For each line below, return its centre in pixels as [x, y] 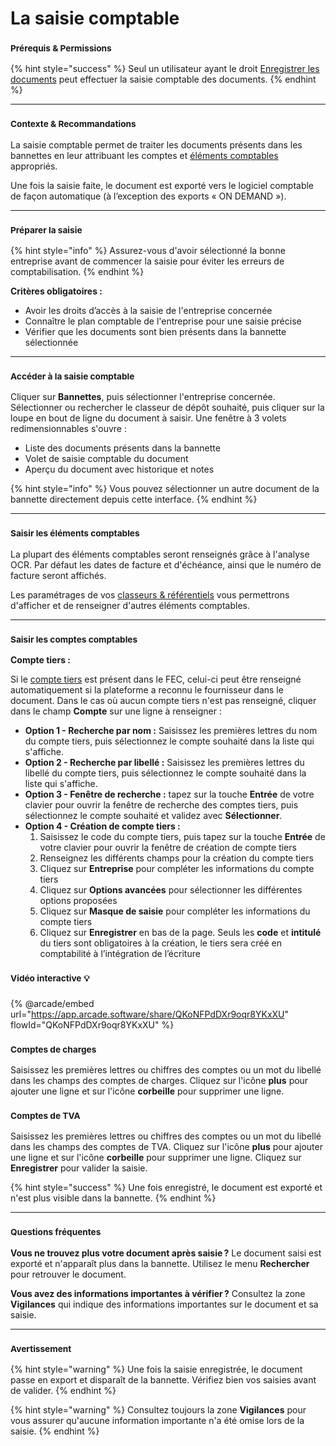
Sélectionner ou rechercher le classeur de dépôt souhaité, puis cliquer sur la [167, 408]
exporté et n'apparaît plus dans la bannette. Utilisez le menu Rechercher [160, 1263]
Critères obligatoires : [56, 291]
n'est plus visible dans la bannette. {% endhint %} [113, 1198]
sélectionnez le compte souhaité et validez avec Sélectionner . [153, 815]
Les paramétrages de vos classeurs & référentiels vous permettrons [150, 594]
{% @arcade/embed [52, 1003]
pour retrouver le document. [68, 1274]
